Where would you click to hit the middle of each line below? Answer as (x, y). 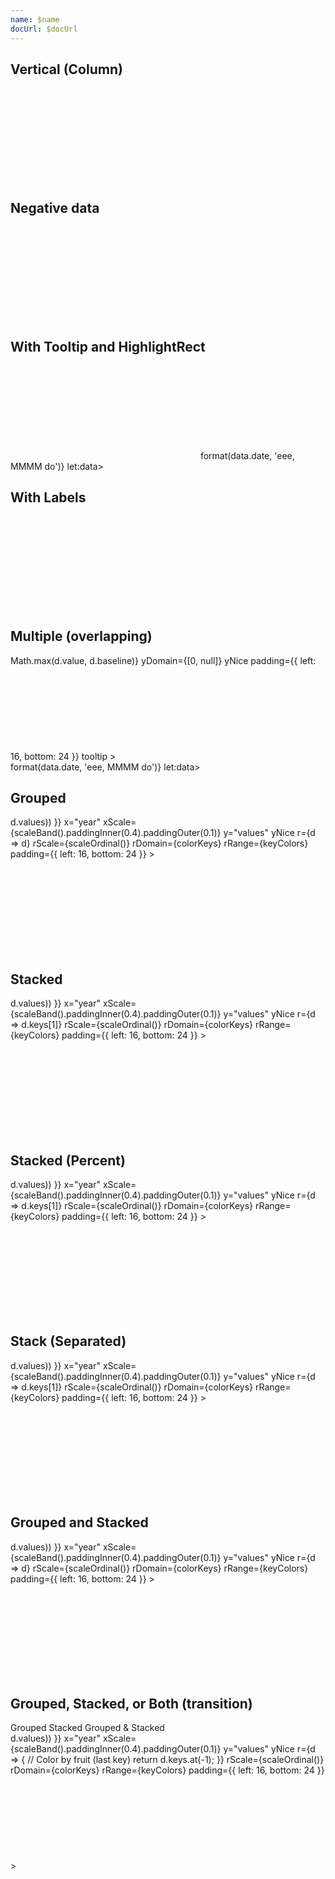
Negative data (55, 207)
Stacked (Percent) (68, 1160)
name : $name (35, 19)
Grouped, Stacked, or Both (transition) (131, 1704)
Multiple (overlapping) (81, 636)
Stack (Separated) (68, 1341)
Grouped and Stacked (79, 1522)
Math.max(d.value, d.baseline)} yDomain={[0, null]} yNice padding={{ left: (163, 660)
